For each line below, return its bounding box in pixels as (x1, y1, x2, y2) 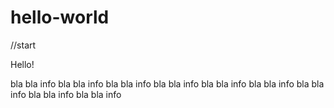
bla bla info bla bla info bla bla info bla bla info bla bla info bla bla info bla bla (10, 77, 325, 90)
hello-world (10, 6, 110, 29)
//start (10, 39, 37, 51)
